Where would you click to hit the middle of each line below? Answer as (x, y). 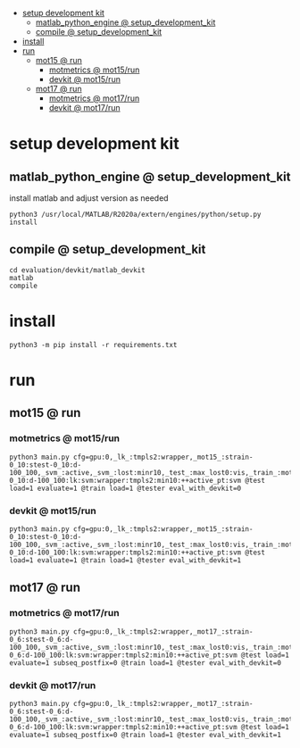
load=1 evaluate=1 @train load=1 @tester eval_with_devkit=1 (125, 560)
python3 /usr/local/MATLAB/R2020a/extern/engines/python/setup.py (135, 214)
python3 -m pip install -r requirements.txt (93, 345)
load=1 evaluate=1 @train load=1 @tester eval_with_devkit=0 (125, 488)
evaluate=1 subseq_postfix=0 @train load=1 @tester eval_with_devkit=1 (145, 735)
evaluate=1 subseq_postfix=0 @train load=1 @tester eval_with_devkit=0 (145, 663)
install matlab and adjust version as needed (89, 198)
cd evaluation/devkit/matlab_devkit (77, 270)
